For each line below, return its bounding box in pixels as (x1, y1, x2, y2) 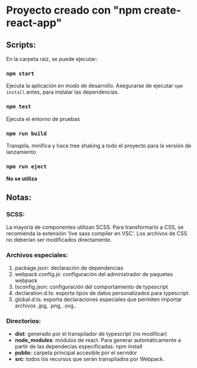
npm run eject (6, 163, 47, 169)
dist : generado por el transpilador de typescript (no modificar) (14, 330, 167, 338)
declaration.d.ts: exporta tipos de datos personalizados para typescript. (14, 290, 190, 297)
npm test (6, 103, 31, 110)
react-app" (6, 16, 62, 30)
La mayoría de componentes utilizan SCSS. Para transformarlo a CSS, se (6, 223, 184, 231)
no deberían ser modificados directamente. (6, 236, 112, 243)
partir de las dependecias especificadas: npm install (14, 343, 142, 350)
